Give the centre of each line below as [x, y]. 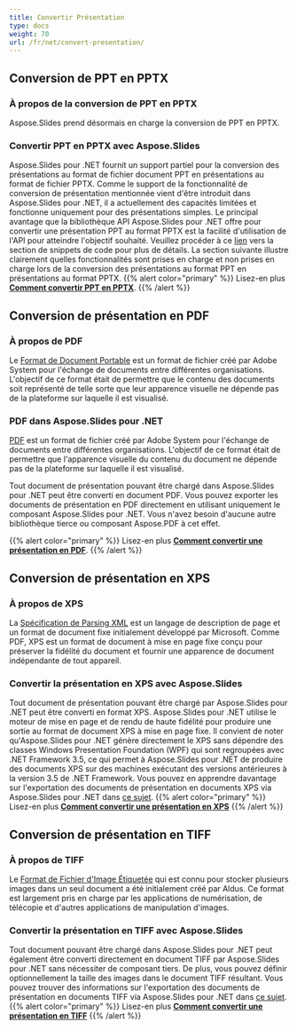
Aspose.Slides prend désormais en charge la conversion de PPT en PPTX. [145, 123]
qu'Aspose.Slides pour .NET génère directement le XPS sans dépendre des [146, 741]
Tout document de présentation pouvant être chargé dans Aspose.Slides [142, 486]
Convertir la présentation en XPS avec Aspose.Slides [126, 683]
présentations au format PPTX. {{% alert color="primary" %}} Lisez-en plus [147, 278]
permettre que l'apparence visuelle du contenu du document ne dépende [143, 459]
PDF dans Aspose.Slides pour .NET [86, 421]
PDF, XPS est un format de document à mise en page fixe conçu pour [136, 641]
